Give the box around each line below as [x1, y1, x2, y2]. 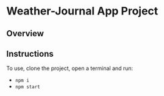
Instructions [6, 48, 54, 59]
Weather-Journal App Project [6, 4, 159, 18]
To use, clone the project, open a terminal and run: [6, 65, 134, 72]
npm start [15, 84, 41, 90]
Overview [6, 28, 45, 39]
